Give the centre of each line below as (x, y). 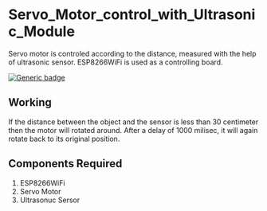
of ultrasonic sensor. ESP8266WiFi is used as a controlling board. (116, 62)
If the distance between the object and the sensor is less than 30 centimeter (133, 122)
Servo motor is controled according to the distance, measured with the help (132, 53)
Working (30, 102)
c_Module (42, 31)
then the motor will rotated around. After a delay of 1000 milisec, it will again (133, 130)
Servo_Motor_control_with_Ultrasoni (132, 15)
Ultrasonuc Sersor (50, 200)
